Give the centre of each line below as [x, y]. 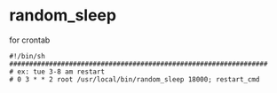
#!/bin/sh [28, 56]
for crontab [30, 40]
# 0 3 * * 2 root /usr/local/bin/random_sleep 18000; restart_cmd [135, 79]
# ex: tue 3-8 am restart [57, 72]
